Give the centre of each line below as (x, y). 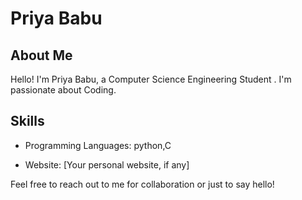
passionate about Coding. (63, 90)
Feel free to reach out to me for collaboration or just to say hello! (142, 184)
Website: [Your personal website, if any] (107, 164)
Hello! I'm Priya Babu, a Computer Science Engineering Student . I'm (151, 79)
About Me (41, 55)
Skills (27, 121)
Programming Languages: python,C (98, 145)
